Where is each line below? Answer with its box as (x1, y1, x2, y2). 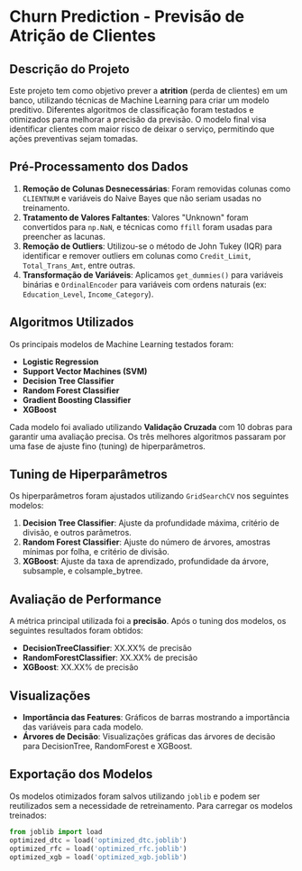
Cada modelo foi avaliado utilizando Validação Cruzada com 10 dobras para (9, 421, 293, 432)
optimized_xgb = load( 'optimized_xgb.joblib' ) (9, 852, 188, 862)
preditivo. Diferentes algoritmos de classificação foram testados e (9, 105, 254, 115)
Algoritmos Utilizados (9, 315, 134, 330)
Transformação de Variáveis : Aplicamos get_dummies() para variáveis (22, 269, 284, 280)
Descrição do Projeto (9, 61, 130, 77)
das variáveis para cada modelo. (22, 721, 144, 732)
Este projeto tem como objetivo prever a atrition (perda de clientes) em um (9, 86, 288, 96)
